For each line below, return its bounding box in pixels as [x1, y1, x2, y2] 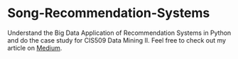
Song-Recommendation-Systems [7, 5, 210, 21]
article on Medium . [7, 43, 63, 52]
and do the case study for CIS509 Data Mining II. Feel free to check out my [7, 36, 226, 44]
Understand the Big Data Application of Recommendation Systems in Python [7, 28, 232, 37]
